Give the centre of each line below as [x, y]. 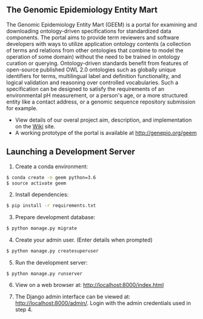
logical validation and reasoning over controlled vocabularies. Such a [92, 82]
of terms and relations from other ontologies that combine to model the [95, 50]
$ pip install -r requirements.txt [51, 206]
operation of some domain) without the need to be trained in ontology [93, 56]
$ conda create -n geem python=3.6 [51, 177]
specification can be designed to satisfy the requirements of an [85, 89]
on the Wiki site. [35, 126]
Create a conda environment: [52, 166]
